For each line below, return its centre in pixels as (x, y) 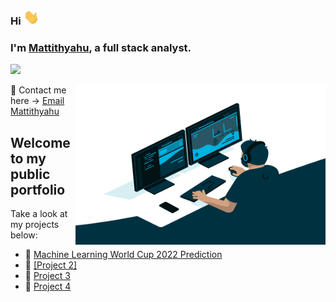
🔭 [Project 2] (51, 265)
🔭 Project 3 (48, 276)
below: (24, 235)
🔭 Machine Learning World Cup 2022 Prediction (123, 255)
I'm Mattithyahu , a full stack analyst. (101, 48)
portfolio (38, 189)
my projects (35, 225)
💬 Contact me (38, 90)
